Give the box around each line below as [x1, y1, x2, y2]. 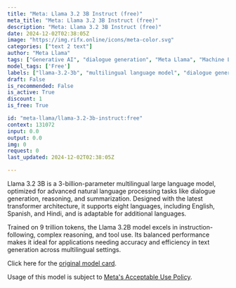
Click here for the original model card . [7, 259, 117, 268]
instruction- [178, 223, 213, 231]
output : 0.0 [7, 134, 42, 142]
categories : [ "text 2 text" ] [7, 43, 93, 50]
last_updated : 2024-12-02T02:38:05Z [7, 154, 114, 161]
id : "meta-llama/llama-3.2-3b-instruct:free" [7, 115, 143, 122]
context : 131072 [7, 121, 55, 128]
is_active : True [7, 89, 55, 96]
